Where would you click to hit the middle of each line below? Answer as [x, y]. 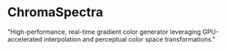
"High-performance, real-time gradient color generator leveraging [104, 32]
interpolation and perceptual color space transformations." [130, 39]
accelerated [25, 39]
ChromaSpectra [55, 12]
